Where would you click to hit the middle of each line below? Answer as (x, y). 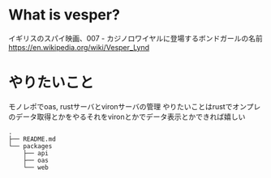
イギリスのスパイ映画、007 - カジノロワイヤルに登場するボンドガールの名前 (135, 38)
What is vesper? (64, 15)
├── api (36, 153)
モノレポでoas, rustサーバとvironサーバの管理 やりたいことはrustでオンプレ (135, 106)
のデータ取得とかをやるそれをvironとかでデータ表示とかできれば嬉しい (127, 117)
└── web (36, 167)
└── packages (30, 146)
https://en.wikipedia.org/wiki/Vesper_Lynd (79, 47)
